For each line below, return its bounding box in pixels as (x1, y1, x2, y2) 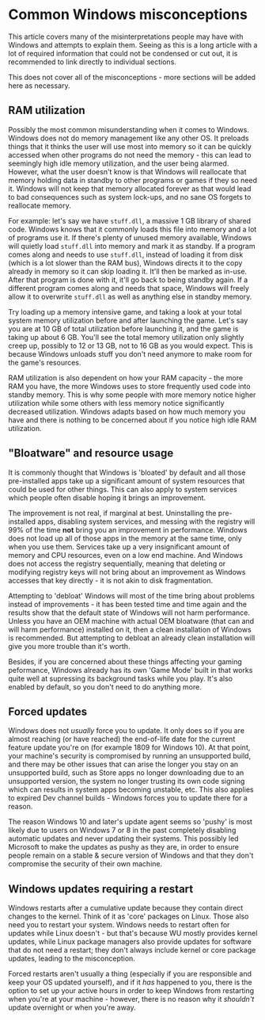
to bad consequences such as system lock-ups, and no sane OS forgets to (8, 192, 252, 201)
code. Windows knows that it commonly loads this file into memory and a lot (8, 224, 257, 234)
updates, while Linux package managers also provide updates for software (8, 937, 252, 946)
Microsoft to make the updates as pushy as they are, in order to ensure (8, 842, 240, 852)
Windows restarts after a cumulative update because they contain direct (8, 903, 244, 913)
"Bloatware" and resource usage (8, 446, 174, 460)
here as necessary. (8, 81, 70, 90)
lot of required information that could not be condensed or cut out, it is (8, 48, 238, 58)
